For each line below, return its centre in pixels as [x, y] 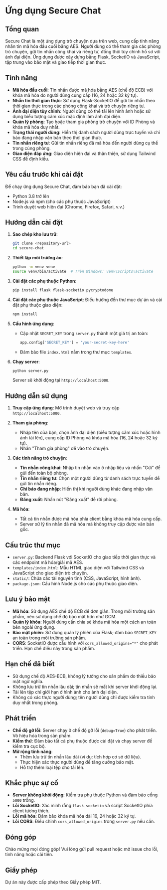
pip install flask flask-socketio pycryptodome [63, 290]
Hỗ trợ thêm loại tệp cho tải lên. [52, 767]
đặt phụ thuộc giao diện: [37, 305]
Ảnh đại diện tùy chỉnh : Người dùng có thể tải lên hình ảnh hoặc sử [82, 111]
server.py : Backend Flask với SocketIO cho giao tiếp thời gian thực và [84, 557]
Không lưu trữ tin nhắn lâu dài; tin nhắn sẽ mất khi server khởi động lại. [85, 687]
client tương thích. [31, 811]
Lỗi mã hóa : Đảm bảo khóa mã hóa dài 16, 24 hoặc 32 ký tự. [74, 816]
